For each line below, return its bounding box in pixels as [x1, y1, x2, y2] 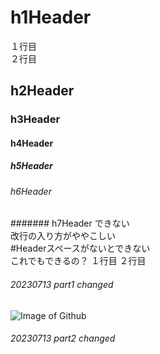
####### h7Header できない [10, 217, 130, 230]
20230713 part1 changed [10, 279, 114, 291]
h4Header [10, 137, 54, 149]
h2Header [10, 82, 75, 100]
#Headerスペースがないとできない [10, 242, 151, 255]
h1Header [10, 6, 92, 29]
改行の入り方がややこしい [10, 230, 116, 242]
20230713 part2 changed [10, 332, 116, 345]
